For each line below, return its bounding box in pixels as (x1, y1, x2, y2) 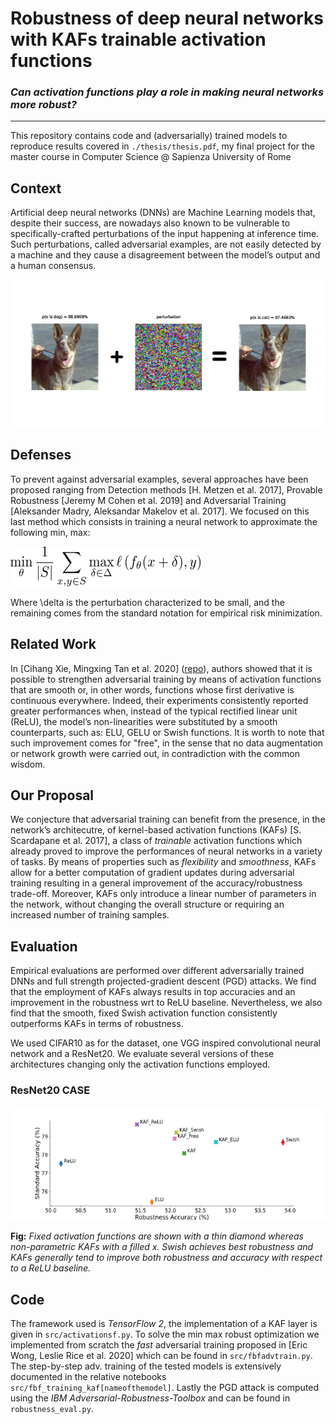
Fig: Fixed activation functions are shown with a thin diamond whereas (10, 1230, 304, 1242)
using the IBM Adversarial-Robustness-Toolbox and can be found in (10, 1392, 291, 1404)
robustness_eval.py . (10, 1403, 94, 1415)
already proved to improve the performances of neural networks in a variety (10, 845, 323, 857)
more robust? (10, 98, 77, 112)
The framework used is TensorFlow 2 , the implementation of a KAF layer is (10, 1318, 318, 1330)
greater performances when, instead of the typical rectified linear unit (10, 705, 298, 717)
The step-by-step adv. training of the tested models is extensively (10, 1360, 282, 1372)
